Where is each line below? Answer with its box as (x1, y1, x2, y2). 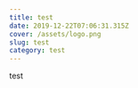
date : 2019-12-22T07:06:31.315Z (9, 21, 129, 30)
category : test (9, 46, 66, 55)
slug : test (9, 37, 50, 47)
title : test (9, 12, 53, 22)
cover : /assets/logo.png (9, 29, 101, 38)
